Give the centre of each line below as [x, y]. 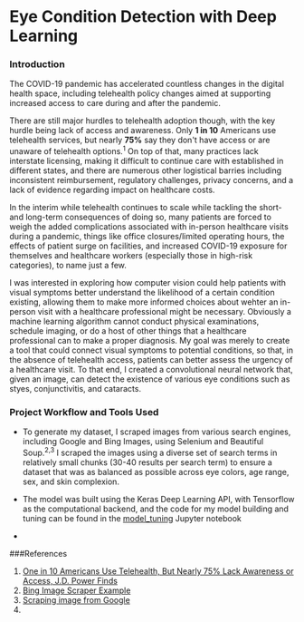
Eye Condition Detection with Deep [143, 17]
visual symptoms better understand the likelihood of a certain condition [142, 293]
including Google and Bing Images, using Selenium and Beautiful [143, 442]
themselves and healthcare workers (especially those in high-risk [131, 256]
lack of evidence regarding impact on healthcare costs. [112, 190]
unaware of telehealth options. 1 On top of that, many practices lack [134, 151]
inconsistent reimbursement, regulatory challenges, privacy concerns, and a [152, 180]
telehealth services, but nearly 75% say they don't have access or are [140, 140]
